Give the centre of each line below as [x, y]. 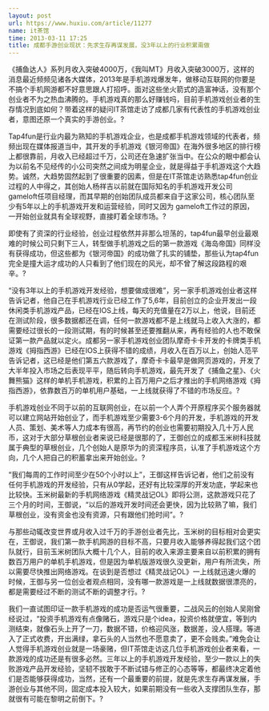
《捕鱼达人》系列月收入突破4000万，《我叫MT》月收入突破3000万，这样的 [131, 70]
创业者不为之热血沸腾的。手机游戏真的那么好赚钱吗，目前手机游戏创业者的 [131, 99]
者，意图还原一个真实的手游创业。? [66, 119]
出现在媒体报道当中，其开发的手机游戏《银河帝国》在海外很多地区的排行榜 [138, 147]
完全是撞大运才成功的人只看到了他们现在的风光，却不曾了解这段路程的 [124, 263]
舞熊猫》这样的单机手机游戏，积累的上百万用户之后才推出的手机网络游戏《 [131, 380]
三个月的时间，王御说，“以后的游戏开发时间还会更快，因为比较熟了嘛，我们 [133, 504]
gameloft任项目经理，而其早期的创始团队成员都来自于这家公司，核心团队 [128, 196]
